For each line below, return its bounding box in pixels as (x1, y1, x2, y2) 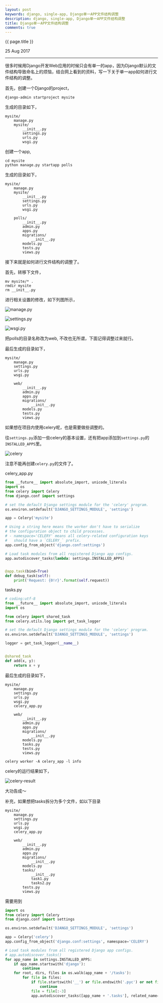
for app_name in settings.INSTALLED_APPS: (5, 957, 92, 962)
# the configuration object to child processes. (5, 529, 105, 534)
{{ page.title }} (5, 39, 34, 44)
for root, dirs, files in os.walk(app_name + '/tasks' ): (14, 971, 131, 976)
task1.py (31, 876, 49, 881)
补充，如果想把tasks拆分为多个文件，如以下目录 (5, 798, 101, 804)
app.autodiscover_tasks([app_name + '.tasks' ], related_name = (31, 993, 160, 998)
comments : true (5, 25, 36, 30)
